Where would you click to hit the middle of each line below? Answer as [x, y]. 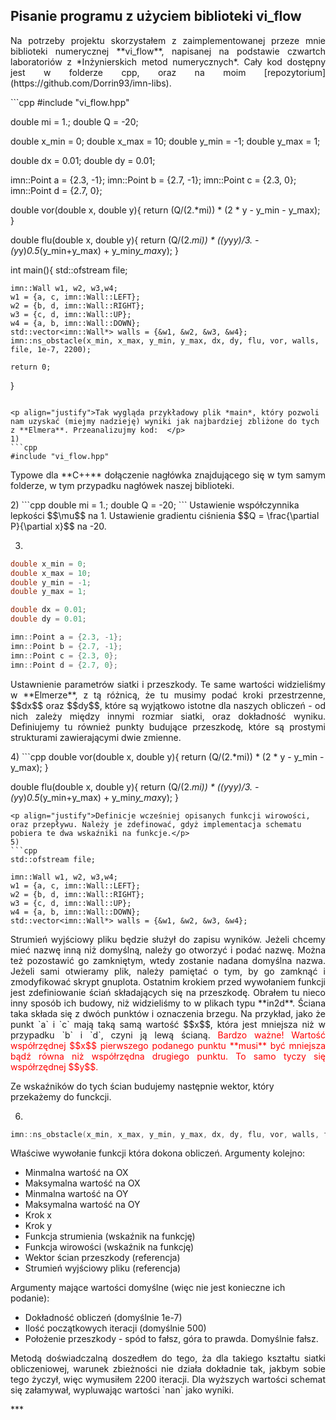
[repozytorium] [294, 72]
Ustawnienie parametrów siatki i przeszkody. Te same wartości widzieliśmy [168, 684]
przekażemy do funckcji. [61, 1096]
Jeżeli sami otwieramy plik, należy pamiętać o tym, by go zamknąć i [168, 971]
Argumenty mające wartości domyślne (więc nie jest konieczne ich [148, 1288]
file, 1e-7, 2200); [51, 349]
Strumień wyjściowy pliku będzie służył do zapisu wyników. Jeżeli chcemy [168, 939]
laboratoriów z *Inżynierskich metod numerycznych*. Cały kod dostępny [168, 61]
